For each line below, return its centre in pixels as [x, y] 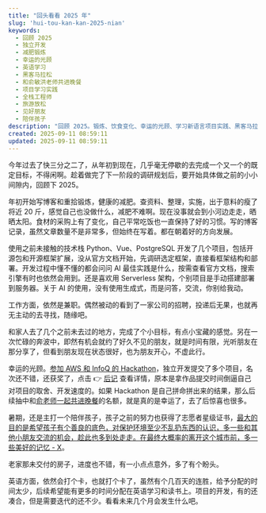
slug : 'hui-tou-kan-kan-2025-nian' [67, 23]
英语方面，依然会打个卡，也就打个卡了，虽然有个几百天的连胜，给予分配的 [129, 480]
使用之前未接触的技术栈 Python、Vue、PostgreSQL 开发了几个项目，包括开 [131, 248]
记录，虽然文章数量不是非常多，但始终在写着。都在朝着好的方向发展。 [123, 231]
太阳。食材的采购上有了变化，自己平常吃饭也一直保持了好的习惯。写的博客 [136, 221]
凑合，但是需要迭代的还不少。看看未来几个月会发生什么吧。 [105, 500]
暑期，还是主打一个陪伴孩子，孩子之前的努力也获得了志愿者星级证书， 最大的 [133, 417]
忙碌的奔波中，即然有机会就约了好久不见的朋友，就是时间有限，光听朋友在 [136, 341]
